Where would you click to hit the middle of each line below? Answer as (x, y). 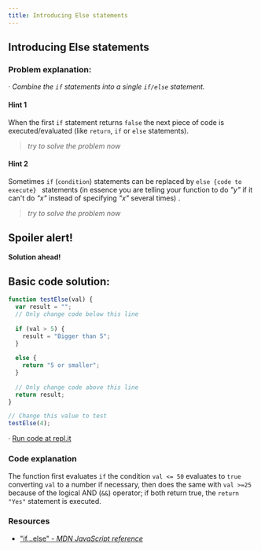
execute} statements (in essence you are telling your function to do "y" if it (130, 189)
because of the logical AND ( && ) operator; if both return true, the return (124, 493)
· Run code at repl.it (40, 439)
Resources (29, 521)
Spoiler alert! (40, 238)
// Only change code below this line (77, 314)
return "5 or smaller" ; (61, 365)
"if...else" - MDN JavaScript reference (81, 538)
